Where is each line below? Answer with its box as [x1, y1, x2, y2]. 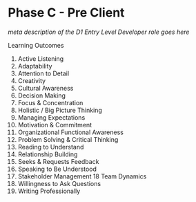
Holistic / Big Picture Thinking [17, 106, 102, 114]
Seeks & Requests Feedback [17, 157, 99, 165]
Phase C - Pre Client [8, 5, 125, 21]
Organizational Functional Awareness [17, 128, 124, 136]
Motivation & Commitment [17, 120, 92, 129]
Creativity [17, 76, 46, 84]
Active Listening [17, 54, 64, 63]
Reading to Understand [17, 143, 84, 151]
